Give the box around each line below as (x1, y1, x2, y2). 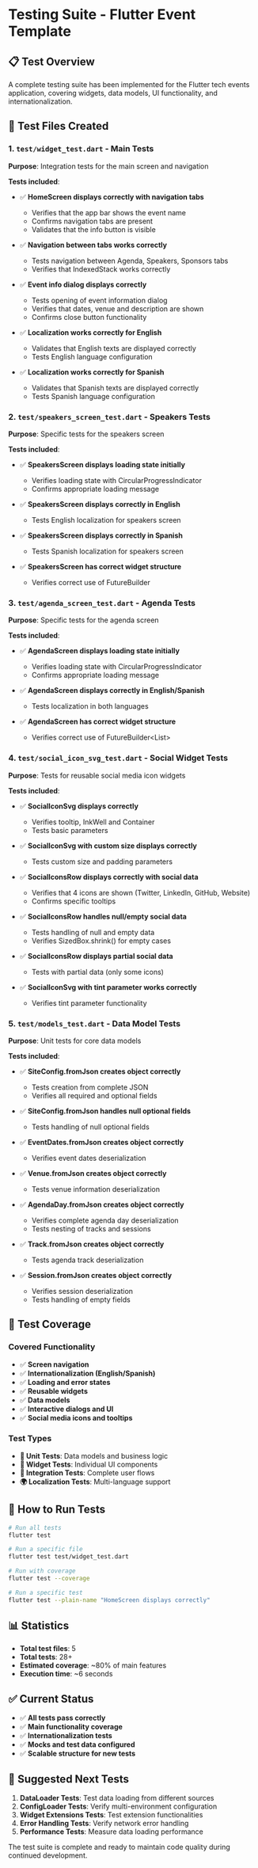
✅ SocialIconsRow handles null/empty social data (19, 911, 188, 921)
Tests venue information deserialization (31, 1184, 161, 1193)
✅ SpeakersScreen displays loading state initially (19, 459, 186, 469)
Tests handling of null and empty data (31, 927, 155, 937)
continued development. (8, 1851, 88, 1860)
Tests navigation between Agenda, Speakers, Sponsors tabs (31, 256, 229, 265)
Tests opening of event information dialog (31, 295, 168, 305)
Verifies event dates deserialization (31, 1153, 146, 1162)
